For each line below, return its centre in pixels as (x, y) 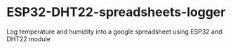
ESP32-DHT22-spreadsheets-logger (116, 12)
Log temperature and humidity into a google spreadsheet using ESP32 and (114, 31)
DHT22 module (28, 38)
